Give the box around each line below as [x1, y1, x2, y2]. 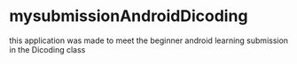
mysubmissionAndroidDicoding [9, 6, 248, 26]
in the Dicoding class [9, 44, 86, 54]
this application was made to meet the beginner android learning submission [9, 35, 289, 46]
